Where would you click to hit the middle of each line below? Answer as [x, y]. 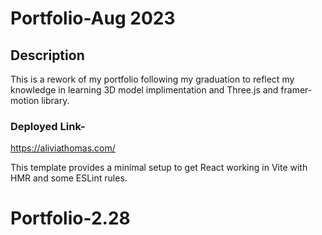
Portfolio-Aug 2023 [93, 18]
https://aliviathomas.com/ [63, 148]
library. [55, 100]
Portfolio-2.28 [70, 218]
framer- [296, 90]
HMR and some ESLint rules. [69, 178]
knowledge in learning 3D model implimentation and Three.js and [144, 90]
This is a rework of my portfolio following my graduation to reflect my [152, 79]
